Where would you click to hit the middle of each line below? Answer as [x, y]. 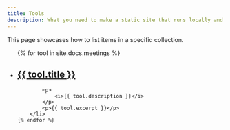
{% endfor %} [36, 120]
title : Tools [26, 13]
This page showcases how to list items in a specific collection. [95, 39]
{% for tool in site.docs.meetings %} [69, 53]
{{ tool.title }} [46, 74]
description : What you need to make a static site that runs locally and [115, 20]
